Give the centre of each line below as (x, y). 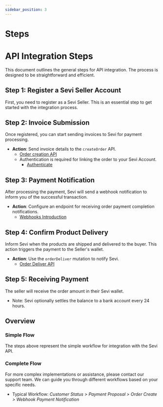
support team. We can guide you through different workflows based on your (81, 379)
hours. (19, 306)
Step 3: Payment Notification (50, 180)
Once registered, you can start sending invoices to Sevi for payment (73, 135)
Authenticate (40, 165)
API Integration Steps (49, 56)
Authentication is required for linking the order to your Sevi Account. (88, 159)
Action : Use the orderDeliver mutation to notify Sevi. (66, 259)
